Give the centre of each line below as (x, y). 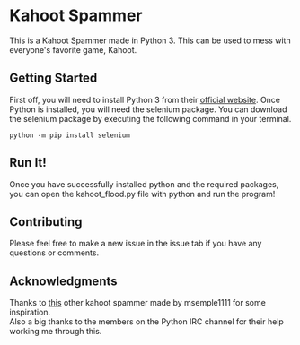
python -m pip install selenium (70, 135)
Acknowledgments (64, 281)
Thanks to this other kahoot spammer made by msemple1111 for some (138, 303)
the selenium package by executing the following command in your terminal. (150, 118)
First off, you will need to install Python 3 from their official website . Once (145, 99)
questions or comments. (54, 253)
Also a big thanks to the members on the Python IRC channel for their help (147, 322)
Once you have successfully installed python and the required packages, (144, 184)
